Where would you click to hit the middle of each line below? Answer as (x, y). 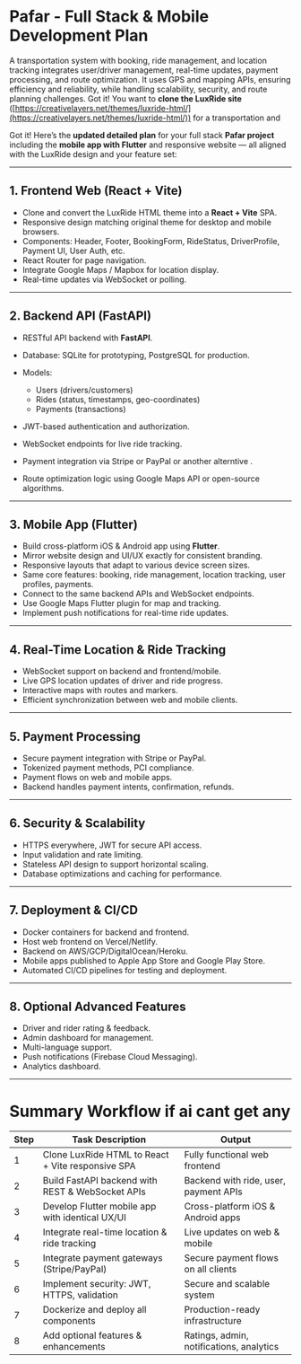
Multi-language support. (67, 1047)
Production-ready (222, 1310)
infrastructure (213, 1321)
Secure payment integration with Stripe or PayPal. (114, 758)
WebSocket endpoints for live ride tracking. (102, 444)
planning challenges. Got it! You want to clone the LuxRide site (125, 98)
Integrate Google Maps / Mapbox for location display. (120, 269)
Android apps (212, 1218)
